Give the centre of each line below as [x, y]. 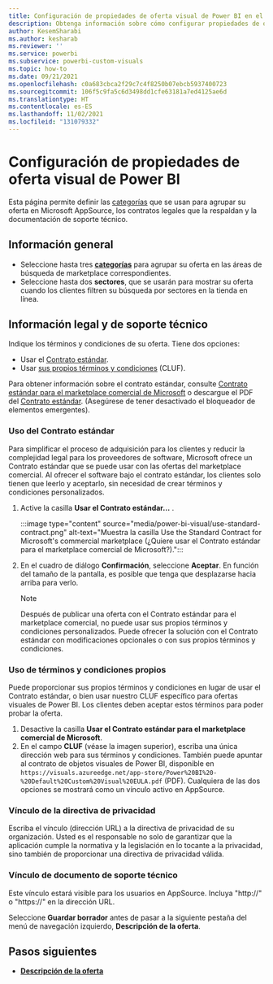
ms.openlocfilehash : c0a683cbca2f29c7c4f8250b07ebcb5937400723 [118, 84]
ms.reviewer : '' [36, 46]
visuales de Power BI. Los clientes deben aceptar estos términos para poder [136, 705]
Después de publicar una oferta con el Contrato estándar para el [128, 614]
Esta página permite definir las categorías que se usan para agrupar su [127, 202]
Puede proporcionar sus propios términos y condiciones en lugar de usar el [135, 687]
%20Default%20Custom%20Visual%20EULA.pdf [91, 782]
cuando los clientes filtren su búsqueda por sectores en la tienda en [134, 290]
